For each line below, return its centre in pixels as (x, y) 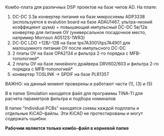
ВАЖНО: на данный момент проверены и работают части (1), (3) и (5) (79, 84)
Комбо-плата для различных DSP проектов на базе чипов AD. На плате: (81, 7)
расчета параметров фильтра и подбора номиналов (61, 99)
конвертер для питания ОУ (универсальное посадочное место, (79, 32)
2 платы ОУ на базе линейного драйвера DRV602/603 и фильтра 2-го (85, 64)
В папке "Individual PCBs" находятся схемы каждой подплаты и (72, 108)
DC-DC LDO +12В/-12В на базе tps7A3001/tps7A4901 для (71, 43)
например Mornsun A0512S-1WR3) (48, 37)
